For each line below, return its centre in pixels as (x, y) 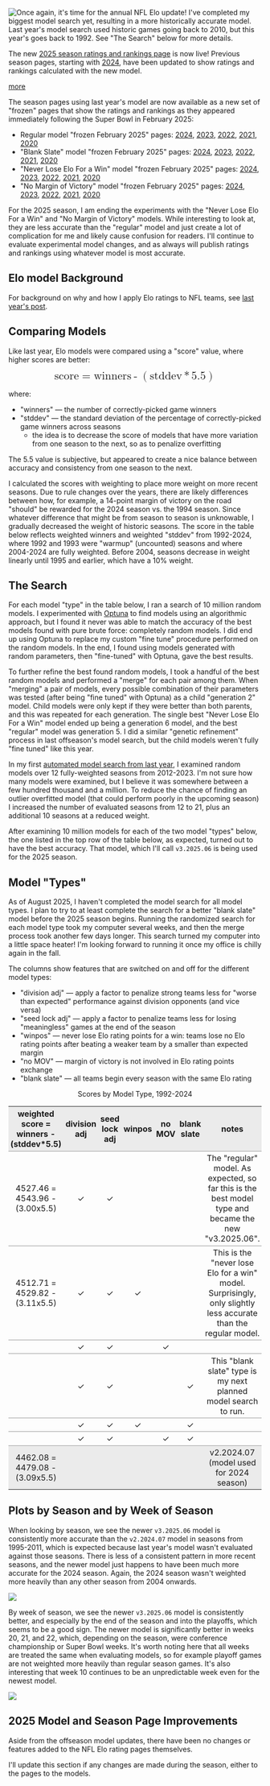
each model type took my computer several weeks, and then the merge (127, 928)
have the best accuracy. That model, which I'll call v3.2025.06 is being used (133, 849)
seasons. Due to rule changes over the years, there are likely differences (129, 492)
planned (232, 1391)
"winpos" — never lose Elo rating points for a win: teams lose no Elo (132, 1036)
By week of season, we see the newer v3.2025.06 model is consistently (126, 1612)
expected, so (232, 1178)
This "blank (233, 1361)
